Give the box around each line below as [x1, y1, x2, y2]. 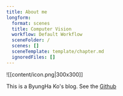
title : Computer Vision [12, 26, 71, 32]
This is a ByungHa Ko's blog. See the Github [6, 83, 117, 90]
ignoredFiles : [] [12, 54, 56, 60]
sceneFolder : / [12, 37, 50, 43]
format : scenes [12, 20, 50, 26]
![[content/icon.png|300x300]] [6, 70, 84, 78]
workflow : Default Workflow [12, 32, 83, 38]
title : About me [6, 9, 47, 15]
